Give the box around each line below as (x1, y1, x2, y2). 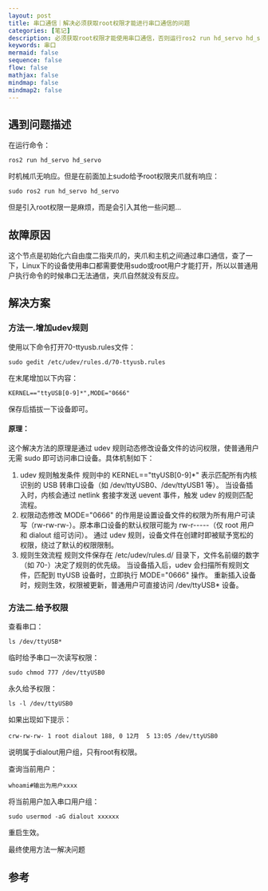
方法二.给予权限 (8, 601, 69, 613)
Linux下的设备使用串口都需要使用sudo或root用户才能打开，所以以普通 (22, 261, 251, 270)
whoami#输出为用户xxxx (8, 781, 78, 790)
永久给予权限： (8, 684, 57, 693)
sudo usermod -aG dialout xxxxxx (8, 813, 120, 821)
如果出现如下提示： (8, 715, 72, 725)
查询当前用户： (8, 765, 57, 774)
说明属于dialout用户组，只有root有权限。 (8, 747, 142, 757)
